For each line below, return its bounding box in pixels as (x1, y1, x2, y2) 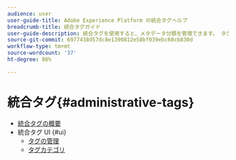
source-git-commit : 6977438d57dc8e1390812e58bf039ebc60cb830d (7, 36, 193, 44)
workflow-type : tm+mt (7, 43, 71, 50)
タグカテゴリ (27, 145, 65, 154)
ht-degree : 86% (7, 56, 52, 63)
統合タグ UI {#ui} (17, 128, 67, 136)
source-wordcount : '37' (7, 50, 77, 57)
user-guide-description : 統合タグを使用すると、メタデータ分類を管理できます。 (7, 29, 218, 37)
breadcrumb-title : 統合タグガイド (7, 23, 101, 30)
